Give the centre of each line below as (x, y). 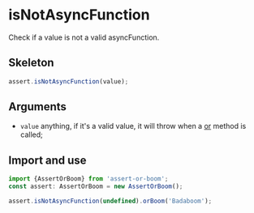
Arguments (38, 107)
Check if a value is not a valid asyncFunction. (84, 37)
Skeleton (31, 63)
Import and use (47, 160)
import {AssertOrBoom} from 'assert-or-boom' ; (88, 179)
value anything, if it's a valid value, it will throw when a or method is (133, 126)
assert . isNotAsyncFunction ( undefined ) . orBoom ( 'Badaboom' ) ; (110, 201)
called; (31, 134)
